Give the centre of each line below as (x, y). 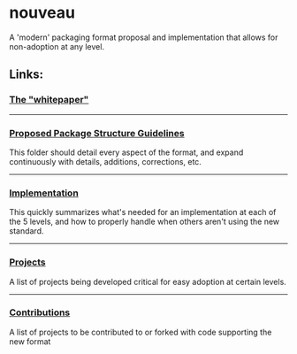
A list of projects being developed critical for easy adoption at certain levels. (148, 281)
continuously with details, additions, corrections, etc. (105, 161)
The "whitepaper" (49, 100)
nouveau (42, 13)
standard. (27, 231)
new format (30, 341)
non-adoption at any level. (57, 46)
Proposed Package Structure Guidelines (97, 133)
